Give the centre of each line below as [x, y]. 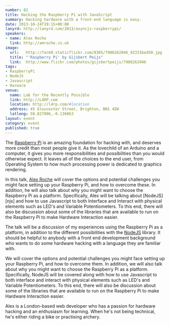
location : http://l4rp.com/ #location [50, 105]
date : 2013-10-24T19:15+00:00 [37, 24]
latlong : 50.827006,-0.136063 [42, 114]
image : [12, 48]
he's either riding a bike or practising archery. [53, 317]
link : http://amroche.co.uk [40, 43]
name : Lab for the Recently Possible [50, 95]
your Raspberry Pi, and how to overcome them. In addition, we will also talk [84, 264]
